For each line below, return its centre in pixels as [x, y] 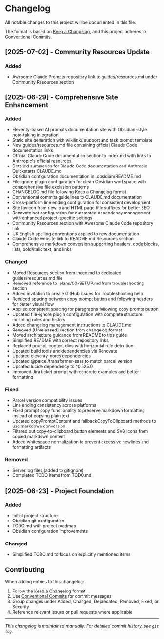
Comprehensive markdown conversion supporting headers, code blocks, [85, 244]
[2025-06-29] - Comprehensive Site [61, 98]
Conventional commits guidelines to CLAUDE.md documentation [77, 197]
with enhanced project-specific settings [52, 218]
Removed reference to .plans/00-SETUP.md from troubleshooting [78, 283]
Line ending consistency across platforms [54, 405]
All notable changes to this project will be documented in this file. [71, 22]
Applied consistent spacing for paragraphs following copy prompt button [85, 309]
